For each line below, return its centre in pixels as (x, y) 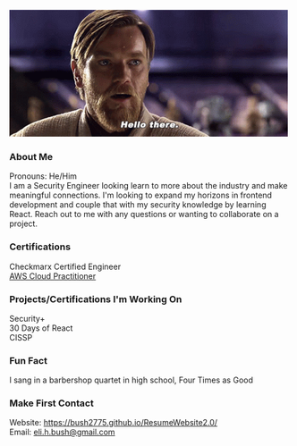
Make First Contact (51, 403)
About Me (31, 156)
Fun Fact (28, 360)
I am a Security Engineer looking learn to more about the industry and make (148, 186)
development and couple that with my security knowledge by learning (138, 205)
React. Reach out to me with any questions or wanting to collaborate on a (144, 215)
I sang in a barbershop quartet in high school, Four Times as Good (131, 380)
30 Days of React (41, 328)
